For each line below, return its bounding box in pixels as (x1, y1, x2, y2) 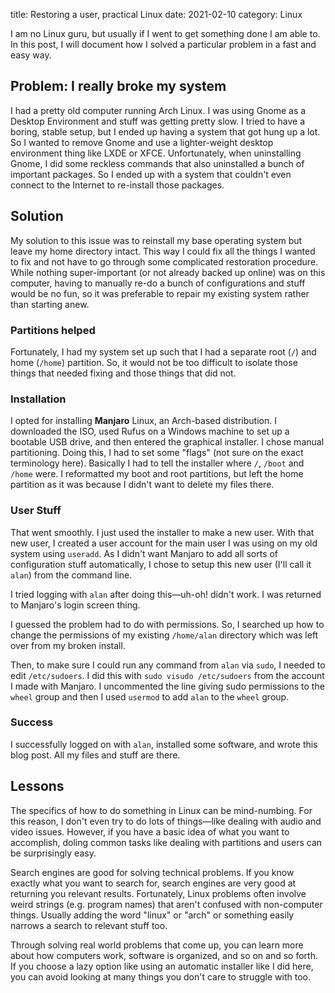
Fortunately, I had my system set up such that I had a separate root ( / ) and (10, 345, 317, 358)
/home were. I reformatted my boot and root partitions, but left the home (10, 468, 304, 480)
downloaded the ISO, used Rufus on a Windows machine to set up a (10, 425, 290, 438)
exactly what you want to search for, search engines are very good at (10, 877, 297, 889)
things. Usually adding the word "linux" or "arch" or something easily (10, 909, 295, 921)
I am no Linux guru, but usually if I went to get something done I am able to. (10, 28, 321, 39)
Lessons (10, 778, 65, 795)
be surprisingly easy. (10, 847, 97, 859)
